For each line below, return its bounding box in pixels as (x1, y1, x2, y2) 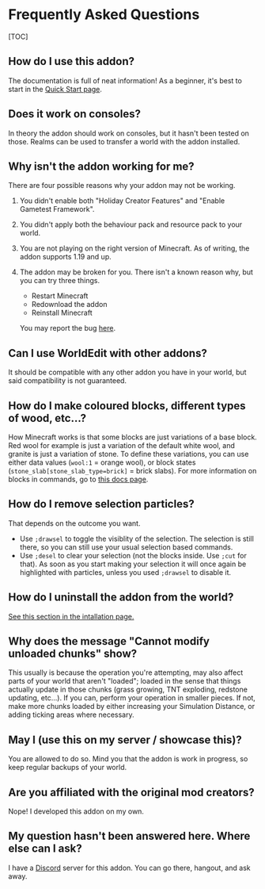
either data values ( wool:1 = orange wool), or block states (8, 458, 196, 467)
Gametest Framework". (19, 205, 95, 214)
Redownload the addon (31, 300, 108, 309)
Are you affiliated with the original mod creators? (8, 785, 255, 799)
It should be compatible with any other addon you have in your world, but (8, 367, 247, 377)
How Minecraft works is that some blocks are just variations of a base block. (8, 432, 257, 442)
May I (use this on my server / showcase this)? (8, 733, 243, 746)
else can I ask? (8, 842, 82, 856)
